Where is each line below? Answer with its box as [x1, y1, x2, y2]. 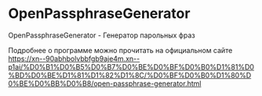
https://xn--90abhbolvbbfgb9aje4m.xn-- [8, 54, 140, 63]
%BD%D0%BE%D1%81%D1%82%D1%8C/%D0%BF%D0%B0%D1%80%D [8, 70, 252, 80]
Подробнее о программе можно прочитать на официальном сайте [8, 45, 233, 55]
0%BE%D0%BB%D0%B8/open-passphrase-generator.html [8, 79, 202, 88]
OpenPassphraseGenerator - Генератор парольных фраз [8, 30, 195, 40]
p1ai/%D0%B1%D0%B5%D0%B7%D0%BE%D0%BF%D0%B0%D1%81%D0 [8, 62, 255, 71]
